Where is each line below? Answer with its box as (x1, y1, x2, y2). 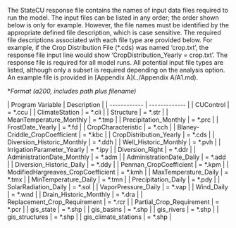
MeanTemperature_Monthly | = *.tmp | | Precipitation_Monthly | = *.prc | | (7, 115, 218, 124)
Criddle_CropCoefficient (7, 130, 77, 139)
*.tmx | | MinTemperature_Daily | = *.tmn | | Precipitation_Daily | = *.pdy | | (7, 175, 221, 184)
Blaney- (177, 123, 200, 131)
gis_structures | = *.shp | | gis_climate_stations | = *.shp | (7, 213, 172, 221)
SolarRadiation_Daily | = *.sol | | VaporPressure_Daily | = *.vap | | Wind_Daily (7, 183, 229, 191)
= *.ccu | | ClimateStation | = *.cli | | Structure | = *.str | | (7, 108, 168, 116)
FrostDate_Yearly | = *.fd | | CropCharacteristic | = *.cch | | (7, 123, 176, 131)
